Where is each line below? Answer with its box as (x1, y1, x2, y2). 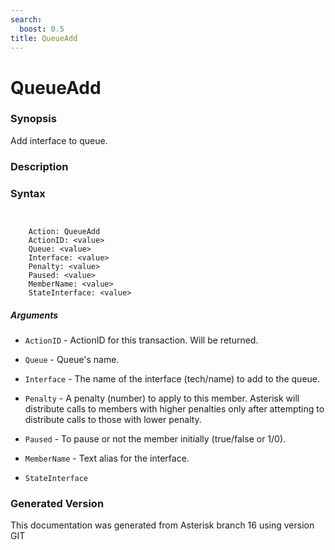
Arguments (10, 309, 59, 321)
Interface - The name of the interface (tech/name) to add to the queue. (24, 373, 321, 385)
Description (10, 159, 69, 173)
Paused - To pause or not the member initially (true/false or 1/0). (24, 433, 287, 445)
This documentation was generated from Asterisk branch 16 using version (10, 519, 315, 531)
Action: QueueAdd (28, 227, 101, 237)
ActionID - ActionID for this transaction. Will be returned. (24, 334, 259, 346)
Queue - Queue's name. (24, 354, 120, 366)
